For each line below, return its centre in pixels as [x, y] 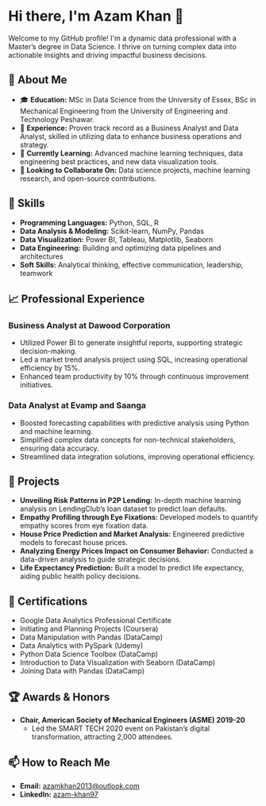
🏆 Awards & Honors [59, 697]
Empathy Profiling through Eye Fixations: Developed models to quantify [139, 517]
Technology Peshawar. [57, 119]
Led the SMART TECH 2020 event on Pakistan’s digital [121, 728]
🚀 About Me [38, 80]
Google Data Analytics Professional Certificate [96, 620]
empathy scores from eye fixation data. [84, 526]
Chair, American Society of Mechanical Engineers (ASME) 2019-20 [133, 720]
